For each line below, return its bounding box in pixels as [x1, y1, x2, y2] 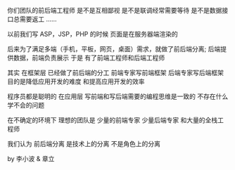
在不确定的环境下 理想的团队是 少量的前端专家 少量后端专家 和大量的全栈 [7, 116, 218, 124]
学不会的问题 [7, 101, 44, 109]
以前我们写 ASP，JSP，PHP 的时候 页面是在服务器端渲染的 [7, 30, 178, 38]
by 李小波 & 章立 [7, 155, 55, 163]
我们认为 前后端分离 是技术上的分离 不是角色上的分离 [7, 140, 160, 148]
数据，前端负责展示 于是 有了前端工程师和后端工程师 [13, 53, 165, 62]
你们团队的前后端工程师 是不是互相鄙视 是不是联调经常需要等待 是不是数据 [7, 6, 222, 14]
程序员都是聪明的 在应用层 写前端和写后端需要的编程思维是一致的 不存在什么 [7, 92, 229, 100]
